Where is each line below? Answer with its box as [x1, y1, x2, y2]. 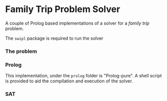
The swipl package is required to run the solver [5, 35, 104, 41]
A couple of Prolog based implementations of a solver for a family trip [5, 20, 150, 26]
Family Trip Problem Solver [5, 4, 121, 15]
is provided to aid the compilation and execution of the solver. [5, 78, 133, 84]
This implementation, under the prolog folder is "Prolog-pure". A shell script [5, 73, 162, 79]
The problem [5, 48, 37, 55]
